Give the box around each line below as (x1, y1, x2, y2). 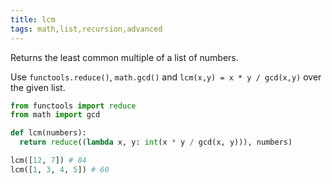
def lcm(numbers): (10, 128, 87, 138)
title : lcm (10, 14, 56, 25)
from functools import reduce (10, 101, 137, 111)
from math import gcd (10, 110, 101, 120)
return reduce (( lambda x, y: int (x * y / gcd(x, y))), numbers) (19, 137, 293, 148)
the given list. (10, 81, 66, 93)
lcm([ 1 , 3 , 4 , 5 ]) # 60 (10, 164, 110, 175)
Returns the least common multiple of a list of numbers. (10, 51, 239, 63)
